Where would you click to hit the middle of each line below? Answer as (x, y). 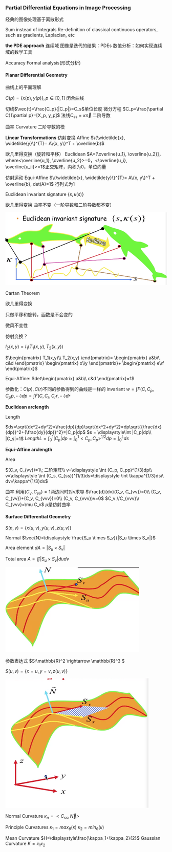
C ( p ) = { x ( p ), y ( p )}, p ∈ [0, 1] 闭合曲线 (45, 98)
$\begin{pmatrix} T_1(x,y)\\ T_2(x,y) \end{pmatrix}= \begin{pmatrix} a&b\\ (83, 358)
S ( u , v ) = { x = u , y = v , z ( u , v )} (37, 671)
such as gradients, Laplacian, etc (40, 35)
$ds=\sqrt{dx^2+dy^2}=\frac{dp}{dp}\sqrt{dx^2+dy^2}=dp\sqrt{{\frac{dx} (84, 427)
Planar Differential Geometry (36, 75)
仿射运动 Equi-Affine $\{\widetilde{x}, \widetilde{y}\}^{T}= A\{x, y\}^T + (80, 178)
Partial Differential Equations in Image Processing (68, 8)
